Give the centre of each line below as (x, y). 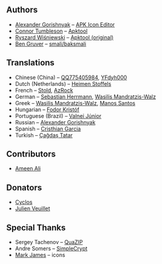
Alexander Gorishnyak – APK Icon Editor (65, 24)
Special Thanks (36, 227)
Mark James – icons (40, 255)
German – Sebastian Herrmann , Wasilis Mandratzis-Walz (85, 97)
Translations (31, 63)
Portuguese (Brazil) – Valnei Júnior (58, 116)
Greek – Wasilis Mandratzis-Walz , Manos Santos (75, 103)
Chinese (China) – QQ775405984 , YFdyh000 (71, 77)
